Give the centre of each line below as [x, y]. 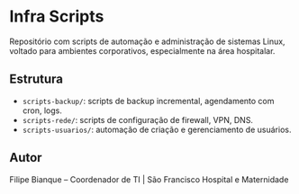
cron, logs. [42, 110]
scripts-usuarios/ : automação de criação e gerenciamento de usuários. [157, 129]
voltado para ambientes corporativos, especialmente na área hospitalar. [142, 50]
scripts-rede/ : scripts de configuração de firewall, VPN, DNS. [138, 119]
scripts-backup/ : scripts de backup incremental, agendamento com [148, 101]
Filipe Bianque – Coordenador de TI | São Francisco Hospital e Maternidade [149, 179]
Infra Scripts [57, 17]
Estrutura [36, 79]
